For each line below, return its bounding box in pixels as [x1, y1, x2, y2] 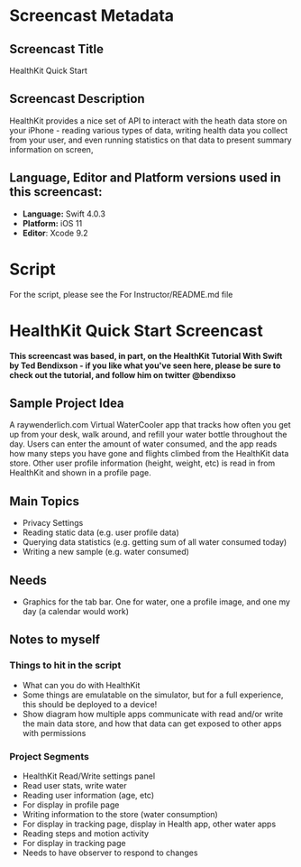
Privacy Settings [22, 518, 84, 529]
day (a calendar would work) [22, 605, 129, 616]
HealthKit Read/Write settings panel [22, 770, 156, 781]
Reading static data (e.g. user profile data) [22, 527, 180, 538]
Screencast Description [9, 91, 146, 106]
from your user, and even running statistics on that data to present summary [9, 134, 292, 145]
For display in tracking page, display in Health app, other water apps [22, 818, 277, 829]
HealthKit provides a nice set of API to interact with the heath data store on [9, 115, 287, 126]
